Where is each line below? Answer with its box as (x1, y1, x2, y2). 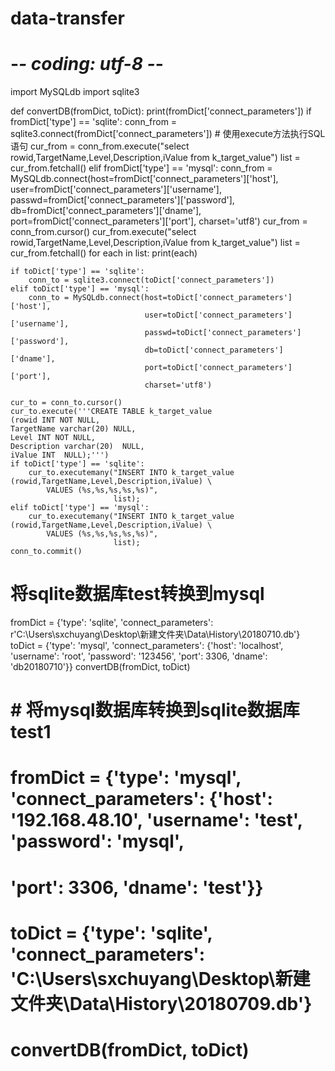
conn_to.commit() (10, 547, 83, 557)
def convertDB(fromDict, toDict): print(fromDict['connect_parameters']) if (10, 105, 312, 117)
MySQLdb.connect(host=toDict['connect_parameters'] (73, 293, 293, 303)
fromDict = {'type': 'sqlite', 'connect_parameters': (10, 617, 214, 629)
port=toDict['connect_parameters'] (144, 363, 293, 373)
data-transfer (10, 7, 125, 30)
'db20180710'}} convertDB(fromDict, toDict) (10, 661, 191, 673)
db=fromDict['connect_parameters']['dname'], (10, 205, 202, 217)
